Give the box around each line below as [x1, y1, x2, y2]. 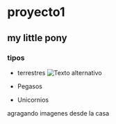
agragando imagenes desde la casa [7, 109, 110, 117]
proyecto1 [7, 4, 65, 20]
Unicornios [17, 95, 49, 104]
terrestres [17, 68, 46, 77]
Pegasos [17, 82, 43, 91]
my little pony [7, 32, 67, 44]
